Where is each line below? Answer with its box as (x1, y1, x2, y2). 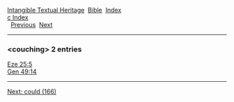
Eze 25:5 (7, 60, 33, 69)
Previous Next (10, 21, 53, 28)
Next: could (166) (7, 87, 57, 96)
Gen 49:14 (7, 67, 37, 76)
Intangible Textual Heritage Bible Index (7, 6, 122, 14)
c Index (7, 13, 29, 22)
